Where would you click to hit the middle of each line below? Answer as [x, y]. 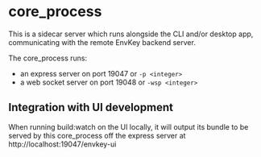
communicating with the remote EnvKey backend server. [102, 42]
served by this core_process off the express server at [97, 135]
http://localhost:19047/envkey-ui [62, 144]
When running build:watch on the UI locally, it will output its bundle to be [128, 126]
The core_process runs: [48, 58]
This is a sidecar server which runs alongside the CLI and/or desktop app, [131, 34]
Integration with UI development [91, 107]
